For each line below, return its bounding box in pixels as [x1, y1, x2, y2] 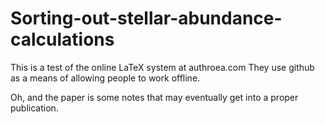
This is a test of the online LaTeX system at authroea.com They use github [10, 61, 315, 73]
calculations [10, 28, 115, 51]
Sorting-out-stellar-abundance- [10, 7, 283, 30]
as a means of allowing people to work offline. [10, 72, 201, 84]
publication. [10, 102, 59, 114]
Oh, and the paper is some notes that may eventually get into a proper [10, 91, 299, 103]
